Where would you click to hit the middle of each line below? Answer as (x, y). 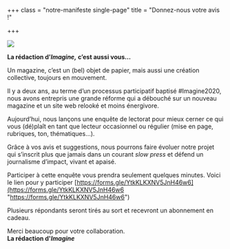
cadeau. (19, 218)
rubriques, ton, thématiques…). (51, 133)
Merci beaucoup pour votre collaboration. (66, 231)
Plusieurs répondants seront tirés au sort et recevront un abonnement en (111, 210)
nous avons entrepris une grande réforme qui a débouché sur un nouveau (112, 98)
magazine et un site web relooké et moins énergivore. (83, 106)
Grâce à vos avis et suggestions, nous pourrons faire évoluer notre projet (111, 147)
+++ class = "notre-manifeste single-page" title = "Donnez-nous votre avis (114, 10)
